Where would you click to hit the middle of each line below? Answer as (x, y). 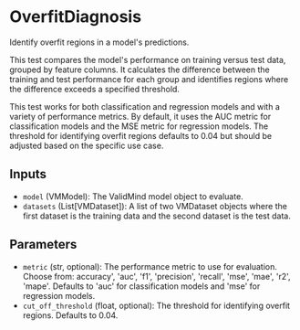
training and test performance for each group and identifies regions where (149, 79)
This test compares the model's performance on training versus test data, (148, 59)
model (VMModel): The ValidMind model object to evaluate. (133, 196)
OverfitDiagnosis (76, 17)
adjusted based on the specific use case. (87, 145)
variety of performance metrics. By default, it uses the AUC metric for (140, 116)
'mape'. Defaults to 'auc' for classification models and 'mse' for (141, 286)
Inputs (28, 174)
